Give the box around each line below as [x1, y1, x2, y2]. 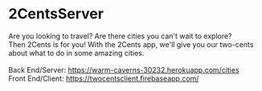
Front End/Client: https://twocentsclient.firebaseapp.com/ [8, 73, 199, 83]
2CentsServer [8, 5, 104, 23]
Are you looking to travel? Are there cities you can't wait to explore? [8, 31, 232, 41]
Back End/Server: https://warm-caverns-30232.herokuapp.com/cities [8, 65, 239, 74]
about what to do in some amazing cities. [8, 48, 145, 57]
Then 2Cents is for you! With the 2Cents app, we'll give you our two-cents [8, 39, 254, 49]
